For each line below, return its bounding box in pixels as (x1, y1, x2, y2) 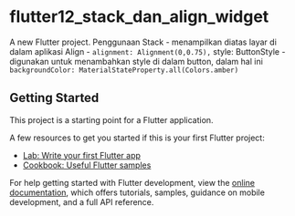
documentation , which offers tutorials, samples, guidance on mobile (9, 187, 265, 198)
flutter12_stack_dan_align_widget (9, 6, 269, 27)
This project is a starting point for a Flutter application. (9, 114, 214, 125)
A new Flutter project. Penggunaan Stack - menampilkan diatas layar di (9, 36, 277, 47)
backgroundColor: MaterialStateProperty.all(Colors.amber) (9, 66, 239, 75)
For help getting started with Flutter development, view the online (9, 177, 256, 188)
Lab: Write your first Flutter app (22, 149, 142, 160)
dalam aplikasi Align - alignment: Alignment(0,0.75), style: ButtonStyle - (9, 46, 286, 57)
